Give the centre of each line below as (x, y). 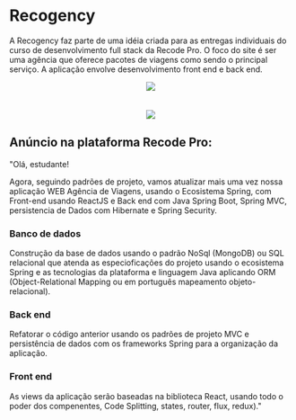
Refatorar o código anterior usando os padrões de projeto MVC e (129, 335)
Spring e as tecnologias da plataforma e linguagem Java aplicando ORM (143, 273)
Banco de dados (45, 233)
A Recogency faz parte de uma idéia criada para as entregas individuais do (148, 40)
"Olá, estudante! (39, 164)
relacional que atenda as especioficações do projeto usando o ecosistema (147, 263)
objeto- (242, 282)
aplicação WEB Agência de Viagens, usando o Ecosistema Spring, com (140, 191)
